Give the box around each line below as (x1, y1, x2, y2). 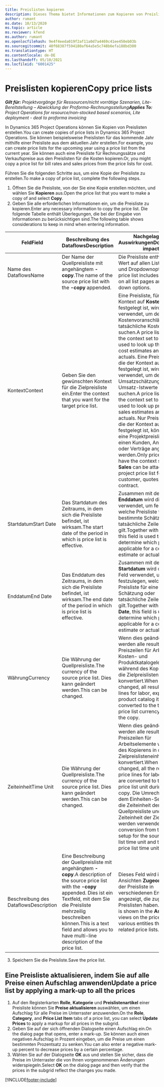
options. (132, 284, 151, 291)
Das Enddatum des (61, 571, 105, 578)
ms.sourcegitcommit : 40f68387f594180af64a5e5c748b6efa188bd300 (5, 44, 137, 49)
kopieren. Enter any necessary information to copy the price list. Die (12, 206, 148, 212)
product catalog (118, 696, 155, 703)
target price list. (61, 402, 98, 409)
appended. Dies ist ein (61, 889, 113, 896)
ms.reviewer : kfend (5, 30, 45, 35)
